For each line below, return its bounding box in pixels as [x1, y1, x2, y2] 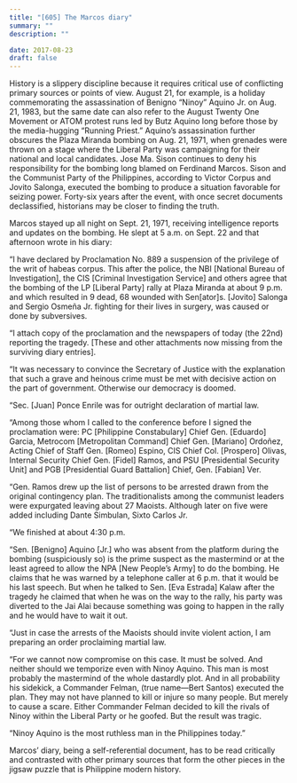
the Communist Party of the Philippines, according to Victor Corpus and [9, 172, 272, 183]
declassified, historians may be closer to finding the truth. [9, 201, 220, 211]
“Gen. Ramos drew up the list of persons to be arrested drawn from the [9, 481, 269, 493]
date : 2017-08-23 [9, 45, 74, 54]
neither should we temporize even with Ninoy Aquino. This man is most [9, 663, 269, 675]
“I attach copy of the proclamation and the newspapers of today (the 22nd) [9, 328, 284, 338]
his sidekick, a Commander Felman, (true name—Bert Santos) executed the [9, 683, 285, 693]
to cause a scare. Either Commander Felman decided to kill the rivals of [9, 701, 270, 712]
